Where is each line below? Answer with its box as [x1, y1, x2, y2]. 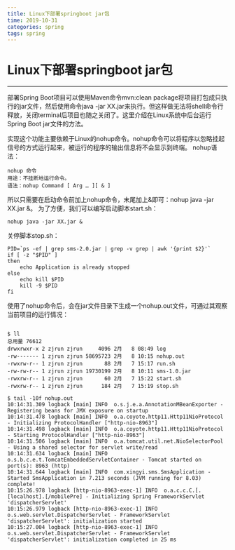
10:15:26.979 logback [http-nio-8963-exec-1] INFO [7, 506, 158, 513]
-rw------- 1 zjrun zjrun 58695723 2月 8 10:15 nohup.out [7, 353, 185, 360]
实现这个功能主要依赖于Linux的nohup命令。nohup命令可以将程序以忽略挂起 [7, 135, 225, 143]
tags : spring [7, 29, 45, 37]
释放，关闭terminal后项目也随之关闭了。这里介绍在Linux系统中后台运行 [7, 111, 212, 119]
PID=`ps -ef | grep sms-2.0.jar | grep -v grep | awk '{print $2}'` [7, 246, 211, 253]
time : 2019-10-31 [7, 17, 58, 24]
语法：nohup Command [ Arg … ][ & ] [7, 182, 111, 189]
